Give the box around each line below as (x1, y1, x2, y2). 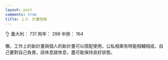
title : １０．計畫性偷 (5, 16, 48, 21)
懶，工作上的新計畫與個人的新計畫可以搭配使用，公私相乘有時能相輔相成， (5, 43, 159, 49)
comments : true (5, 12, 37, 17)
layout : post (5, 7, 33, 12)
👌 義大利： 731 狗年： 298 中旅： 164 (5, 31, 84, 37)
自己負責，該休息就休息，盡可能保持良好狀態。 (18, 49, 115, 55)
